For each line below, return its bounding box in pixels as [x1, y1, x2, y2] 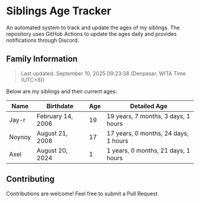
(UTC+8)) [20, 76, 45, 83]
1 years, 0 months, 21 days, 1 [106, 146, 190, 155]
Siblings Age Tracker [6, 4, 111, 18]
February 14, [36, 112, 73, 120]
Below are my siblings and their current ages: [6, 88, 117, 95]
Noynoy [9, 133, 32, 141]
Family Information [6, 54, 78, 64]
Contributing [6, 174, 55, 184]
